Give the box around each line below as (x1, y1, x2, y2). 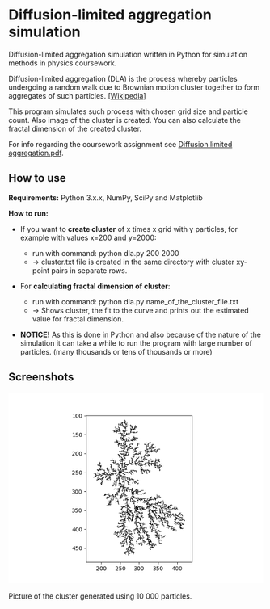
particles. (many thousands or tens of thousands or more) (19, 346, 213, 356)
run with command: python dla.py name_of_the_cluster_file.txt (32, 296, 239, 306)
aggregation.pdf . (8, 148, 64, 157)
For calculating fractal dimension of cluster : (19, 281, 171, 291)
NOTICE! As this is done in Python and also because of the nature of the (19, 330, 261, 339)
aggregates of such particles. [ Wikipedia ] (8, 90, 146, 100)
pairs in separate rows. (51, 265, 128, 275)
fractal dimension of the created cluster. (8, 124, 142, 133)
